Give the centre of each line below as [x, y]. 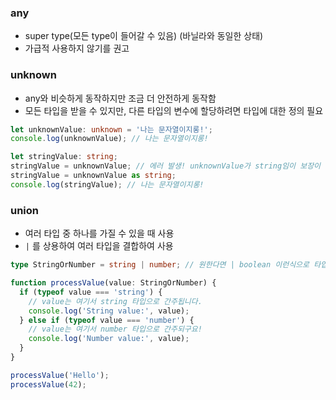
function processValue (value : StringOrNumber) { [113, 283]
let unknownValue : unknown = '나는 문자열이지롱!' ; [111, 129]
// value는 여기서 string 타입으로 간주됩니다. [115, 301]
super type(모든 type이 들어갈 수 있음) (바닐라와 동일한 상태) [144, 36]
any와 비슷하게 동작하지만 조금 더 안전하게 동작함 [120, 98]
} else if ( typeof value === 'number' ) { [107, 320]
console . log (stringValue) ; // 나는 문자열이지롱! [107, 184]
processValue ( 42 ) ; [48, 384]
